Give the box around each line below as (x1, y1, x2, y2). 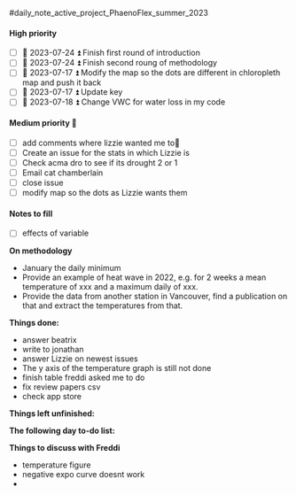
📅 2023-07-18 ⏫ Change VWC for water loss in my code (21, 97, 226, 107)
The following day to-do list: (9, 425, 115, 437)
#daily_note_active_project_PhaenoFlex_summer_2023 (9, 8, 208, 18)
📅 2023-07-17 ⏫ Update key (21, 87, 123, 97)
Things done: (9, 318, 59, 329)
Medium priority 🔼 (9, 118, 77, 128)
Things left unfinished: (9, 408, 95, 419)
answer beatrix (21, 335, 77, 345)
